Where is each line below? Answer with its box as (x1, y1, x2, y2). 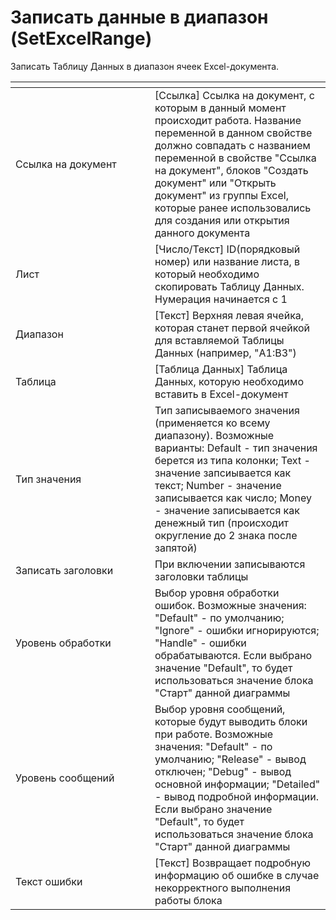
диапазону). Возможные (154, 428, 275, 442)
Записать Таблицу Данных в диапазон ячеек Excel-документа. (10, 60, 280, 72)
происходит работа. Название (154, 113, 302, 127)
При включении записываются (154, 557, 306, 571)
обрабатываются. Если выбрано (154, 648, 313, 662)
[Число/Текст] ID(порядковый (154, 242, 301, 256)
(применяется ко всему (154, 416, 271, 430)
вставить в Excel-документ (154, 387, 289, 401)
